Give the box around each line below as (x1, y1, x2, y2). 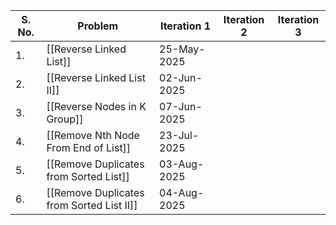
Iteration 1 (159, 19, 212, 33)
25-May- (159, 42, 206, 56)
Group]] (46, 112, 84, 126)
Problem (77, 19, 119, 33)
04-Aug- (159, 186, 205, 199)
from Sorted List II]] (46, 199, 138, 212)
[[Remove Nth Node (46, 129, 140, 142)
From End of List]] (46, 141, 132, 154)
